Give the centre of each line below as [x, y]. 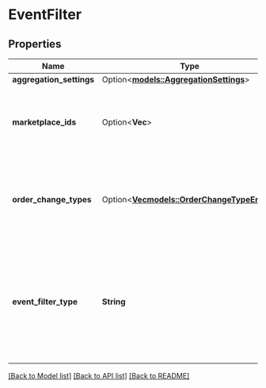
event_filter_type [45, 302]
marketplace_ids [44, 122]
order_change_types [52, 200]
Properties [35, 44]
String [114, 302]
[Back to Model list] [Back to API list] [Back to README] [99, 376]
